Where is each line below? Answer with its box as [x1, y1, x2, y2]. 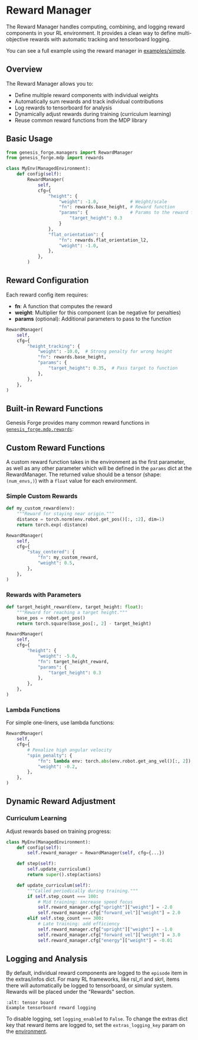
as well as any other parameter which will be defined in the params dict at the [6, 465, 192, 471]
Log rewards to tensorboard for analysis [14, 104, 113, 111]
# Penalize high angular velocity [27, 747, 112, 753]
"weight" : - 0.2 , [37, 764, 78, 770]
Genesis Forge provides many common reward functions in [6, 419, 150, 427]
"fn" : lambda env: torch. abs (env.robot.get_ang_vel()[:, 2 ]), [37, 758, 194, 764]
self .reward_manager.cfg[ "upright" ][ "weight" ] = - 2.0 [37, 905, 173, 910]
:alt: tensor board [6, 1000, 54, 1006]
